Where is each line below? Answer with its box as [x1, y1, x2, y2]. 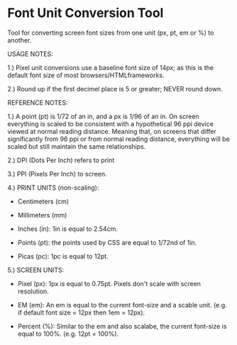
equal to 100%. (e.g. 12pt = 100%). [17, 329, 119, 338]
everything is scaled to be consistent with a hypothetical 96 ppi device [7, 119, 214, 128]
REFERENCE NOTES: [7, 98, 68, 107]
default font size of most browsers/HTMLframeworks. [7, 71, 165, 79]
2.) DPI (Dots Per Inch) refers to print [7, 156, 115, 164]
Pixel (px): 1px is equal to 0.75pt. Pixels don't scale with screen [17, 279, 201, 288]
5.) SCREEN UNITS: [7, 266, 65, 274]
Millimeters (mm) [17, 210, 67, 219]
